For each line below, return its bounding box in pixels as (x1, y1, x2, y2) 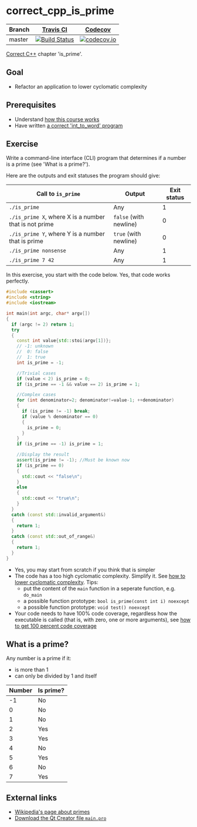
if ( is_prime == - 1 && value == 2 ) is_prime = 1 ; (16, 381, 141, 387)
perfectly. (6, 277, 29, 284)
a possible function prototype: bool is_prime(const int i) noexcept (23, 597, 189, 604)
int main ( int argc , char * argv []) (6, 310, 91, 316)
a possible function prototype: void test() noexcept (23, 604, 151, 611)
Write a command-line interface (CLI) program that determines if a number (6, 155, 186, 162)
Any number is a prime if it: (6, 655, 72, 662)
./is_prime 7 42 (9, 257, 55, 264)
